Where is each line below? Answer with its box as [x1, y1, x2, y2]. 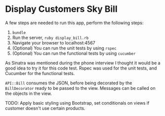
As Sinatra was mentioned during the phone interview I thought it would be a [5, 60, 161, 66]
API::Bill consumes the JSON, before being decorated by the [5, 80, 132, 86]
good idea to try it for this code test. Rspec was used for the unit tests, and [5, 65, 157, 71]
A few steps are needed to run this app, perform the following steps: [5, 20, 144, 26]
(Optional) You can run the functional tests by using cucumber [12, 50, 136, 56]
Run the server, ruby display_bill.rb [12, 35, 89, 40]
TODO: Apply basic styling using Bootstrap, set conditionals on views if [5, 100, 150, 106]
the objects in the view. [5, 90, 52, 96]
